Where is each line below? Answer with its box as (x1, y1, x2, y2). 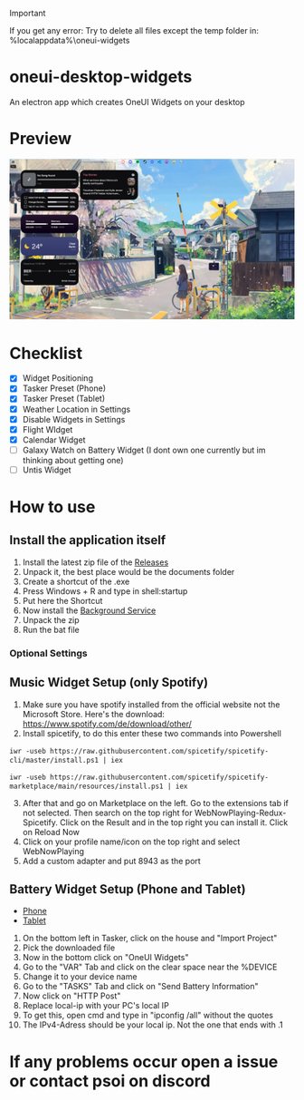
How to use (9, 497, 96, 518)
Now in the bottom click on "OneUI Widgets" (22, 952, 189, 963)
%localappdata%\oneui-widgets (9, 35, 130, 45)
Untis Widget (22, 464, 71, 475)
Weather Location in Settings (22, 404, 131, 414)
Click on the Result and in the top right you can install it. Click (60, 816, 289, 828)
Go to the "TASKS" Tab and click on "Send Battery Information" (22, 981, 259, 992)
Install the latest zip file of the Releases (22, 557, 169, 568)
